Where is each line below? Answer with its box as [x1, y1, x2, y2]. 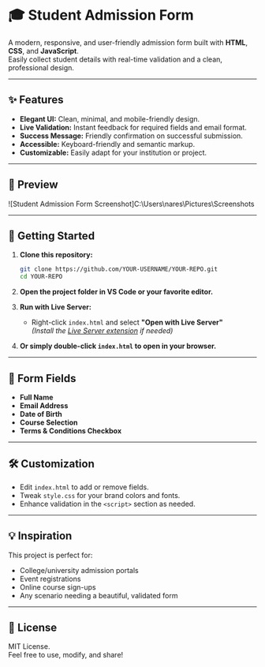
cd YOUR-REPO [19, 273, 63, 281]
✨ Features [8, 93, 64, 107]
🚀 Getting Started [8, 229, 95, 242]
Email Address [19, 400, 69, 410]
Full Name [19, 392, 54, 402]
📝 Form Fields [8, 372, 77, 385]
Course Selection [19, 418, 78, 427]
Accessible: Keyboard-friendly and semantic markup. [19, 139, 196, 148]
